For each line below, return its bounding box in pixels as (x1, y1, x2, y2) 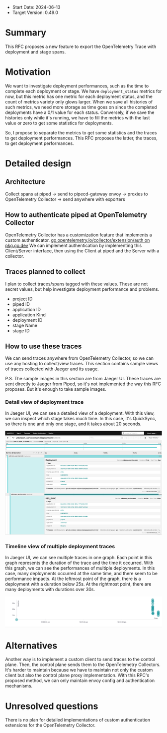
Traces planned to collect (5, 267, 85, 276)
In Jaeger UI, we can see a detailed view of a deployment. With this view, (5, 410, 155, 416)
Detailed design (5, 158, 72, 169)
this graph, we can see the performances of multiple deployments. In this (5, 565, 155, 571)
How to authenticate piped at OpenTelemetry (5, 211, 148, 219)
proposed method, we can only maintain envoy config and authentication (5, 678, 155, 684)
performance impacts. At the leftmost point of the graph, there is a (5, 576, 141, 582)
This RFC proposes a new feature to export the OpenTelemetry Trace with (5, 43, 157, 49)
